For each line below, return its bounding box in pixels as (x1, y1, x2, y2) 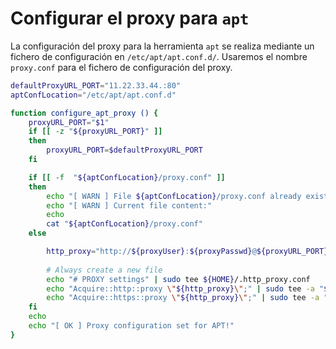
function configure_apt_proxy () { (10, 108, 159, 118)
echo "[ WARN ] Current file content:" (46, 200, 213, 211)
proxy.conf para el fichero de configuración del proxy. (10, 61, 233, 73)
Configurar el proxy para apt (10, 7, 250, 30)
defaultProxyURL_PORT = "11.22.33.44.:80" (10, 80, 182, 91)
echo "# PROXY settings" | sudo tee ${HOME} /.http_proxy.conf (46, 274, 311, 284)
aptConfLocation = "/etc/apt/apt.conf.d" (10, 90, 177, 100)
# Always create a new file (46, 265, 163, 275)
